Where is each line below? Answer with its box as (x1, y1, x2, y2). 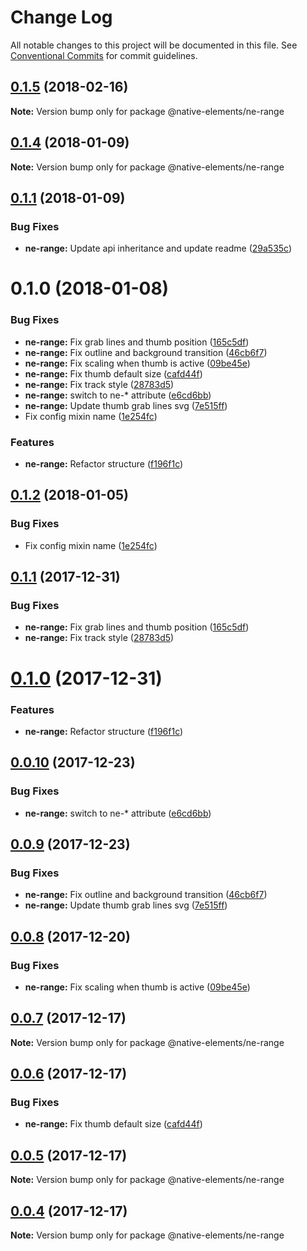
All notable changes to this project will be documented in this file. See (10, 39, 298, 51)
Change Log (10, 6, 113, 29)
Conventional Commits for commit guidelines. (10, 49, 198, 61)
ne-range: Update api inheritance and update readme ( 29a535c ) (24, 242, 293, 255)
